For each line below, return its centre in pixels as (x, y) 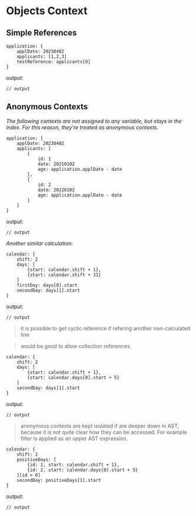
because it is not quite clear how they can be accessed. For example (104, 432)
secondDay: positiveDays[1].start (59, 480)
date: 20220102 (56, 190)
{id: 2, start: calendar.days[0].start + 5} (83, 470)
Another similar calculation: (40, 243)
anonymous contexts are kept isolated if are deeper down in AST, (100, 426)
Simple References (41, 33)
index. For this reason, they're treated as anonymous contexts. (82, 127)
